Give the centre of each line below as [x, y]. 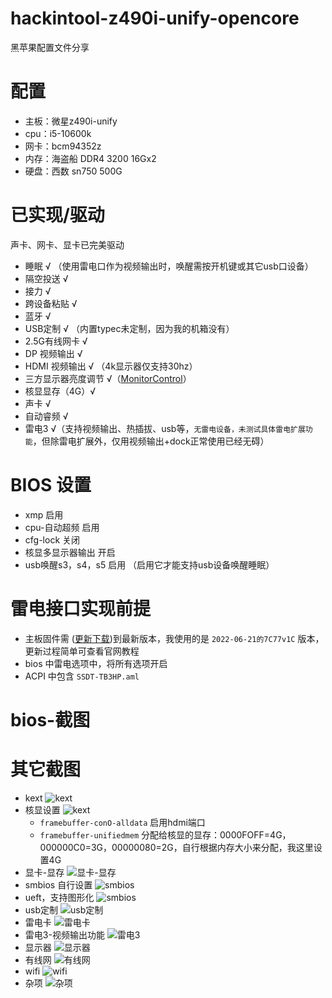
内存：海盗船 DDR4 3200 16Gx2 [90, 158]
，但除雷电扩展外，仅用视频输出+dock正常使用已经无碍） [151, 441]
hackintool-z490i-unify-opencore [155, 18]
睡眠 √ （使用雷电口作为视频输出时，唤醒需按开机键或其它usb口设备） [169, 266]
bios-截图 [50, 719]
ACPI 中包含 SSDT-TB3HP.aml [82, 676]
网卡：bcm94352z [63, 146]
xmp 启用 [44, 514]
